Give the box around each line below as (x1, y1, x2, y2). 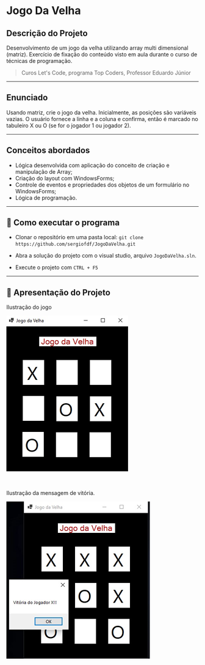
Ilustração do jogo (6, 303, 52, 311)
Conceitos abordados (6, 145, 90, 156)
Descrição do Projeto (6, 28, 88, 39)
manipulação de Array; (15, 168, 73, 175)
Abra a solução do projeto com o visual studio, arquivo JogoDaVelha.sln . (15, 252, 197, 259)
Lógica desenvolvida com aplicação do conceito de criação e (15, 162, 170, 169)
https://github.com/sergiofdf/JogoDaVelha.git (15, 241, 136, 248)
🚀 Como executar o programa (6, 218, 120, 228)
